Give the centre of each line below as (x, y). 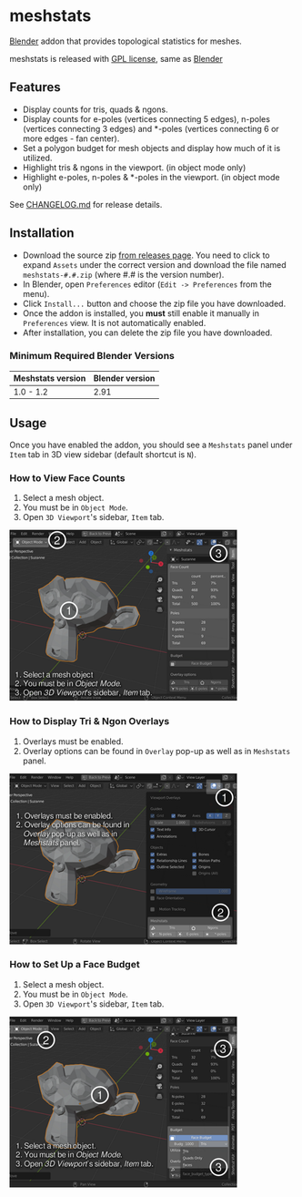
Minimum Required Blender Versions (92, 356)
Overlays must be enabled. (73, 741)
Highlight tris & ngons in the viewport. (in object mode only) (134, 167)
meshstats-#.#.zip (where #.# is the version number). (123, 274)
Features (35, 87)
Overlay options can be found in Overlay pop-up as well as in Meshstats (156, 751)
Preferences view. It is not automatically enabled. (114, 322)
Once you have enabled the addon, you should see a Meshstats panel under (151, 445)
